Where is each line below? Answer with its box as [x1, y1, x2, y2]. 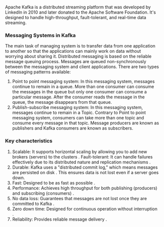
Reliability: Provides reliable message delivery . [12, 216, 107, 222]
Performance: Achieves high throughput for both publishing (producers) [12, 185, 158, 191]
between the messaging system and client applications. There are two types [5, 64, 159, 70]
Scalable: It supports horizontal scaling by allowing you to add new [12, 149, 147, 155]
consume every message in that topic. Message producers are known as [12, 120, 159, 126]
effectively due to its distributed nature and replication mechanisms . [12, 159, 151, 165]
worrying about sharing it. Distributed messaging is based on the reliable [5, 53, 152, 59]
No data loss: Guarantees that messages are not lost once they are [12, 195, 147, 201]
